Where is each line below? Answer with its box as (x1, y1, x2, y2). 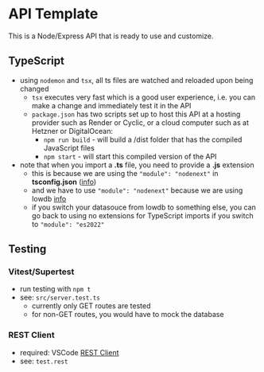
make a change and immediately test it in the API (31, 100, 192, 110)
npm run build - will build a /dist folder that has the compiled (43, 135, 243, 144)
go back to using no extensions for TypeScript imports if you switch (31, 210, 254, 220)
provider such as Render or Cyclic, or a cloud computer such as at (31, 117, 249, 127)
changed (19, 84, 49, 93)
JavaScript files (43, 143, 95, 152)
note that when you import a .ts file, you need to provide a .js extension (19, 160, 254, 170)
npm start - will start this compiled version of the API (43, 151, 217, 161)
